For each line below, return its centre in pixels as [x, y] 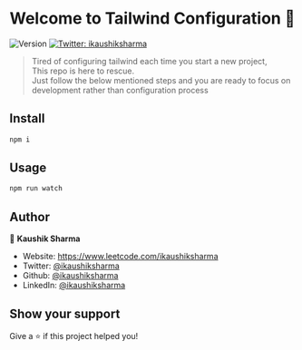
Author [29, 217]
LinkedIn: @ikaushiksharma [74, 286]
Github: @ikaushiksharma [70, 276]
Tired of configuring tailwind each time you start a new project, [149, 61]
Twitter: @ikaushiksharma [71, 266]
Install [27, 118]
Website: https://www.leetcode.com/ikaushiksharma [120, 257]
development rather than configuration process [120, 90]
